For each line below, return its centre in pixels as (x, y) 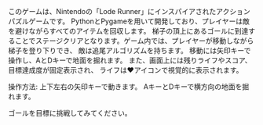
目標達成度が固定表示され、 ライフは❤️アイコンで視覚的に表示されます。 (126, 70)
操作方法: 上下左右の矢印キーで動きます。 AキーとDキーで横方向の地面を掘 (129, 87)
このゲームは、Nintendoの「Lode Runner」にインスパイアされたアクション (129, 11)
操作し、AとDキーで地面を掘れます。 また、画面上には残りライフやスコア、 (130, 60)
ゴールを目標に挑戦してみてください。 (70, 113)
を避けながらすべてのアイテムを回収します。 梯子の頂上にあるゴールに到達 (128, 31)
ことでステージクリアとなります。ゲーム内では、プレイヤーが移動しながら (134, 41)
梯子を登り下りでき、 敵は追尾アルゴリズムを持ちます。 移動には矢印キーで (130, 50)
